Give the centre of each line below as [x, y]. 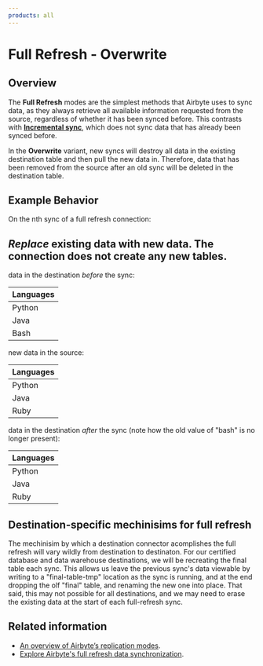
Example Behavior [53, 201]
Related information [58, 626]
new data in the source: [46, 353]
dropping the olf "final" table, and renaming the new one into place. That [125, 585]
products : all [31, 15]
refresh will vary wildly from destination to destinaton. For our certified [122, 552]
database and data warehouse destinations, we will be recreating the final [128, 560]
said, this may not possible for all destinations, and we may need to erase [127, 594]
